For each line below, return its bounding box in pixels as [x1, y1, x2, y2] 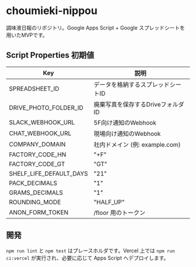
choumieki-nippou [6, 4, 98, 18]
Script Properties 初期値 [6, 50, 94, 60]
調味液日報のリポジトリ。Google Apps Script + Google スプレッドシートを [6, 24, 185, 31]
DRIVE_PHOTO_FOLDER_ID [9, 104, 83, 112]
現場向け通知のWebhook [93, 129, 161, 138]
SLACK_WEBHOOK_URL [9, 118, 75, 126]
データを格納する [93, 80, 141, 88]
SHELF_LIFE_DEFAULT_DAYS [9, 169, 89, 177]
